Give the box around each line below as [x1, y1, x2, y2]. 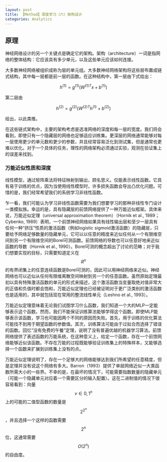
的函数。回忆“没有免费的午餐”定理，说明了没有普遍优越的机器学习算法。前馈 [5, 327, 162, 334]
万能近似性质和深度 [5, 165, 51, 172]
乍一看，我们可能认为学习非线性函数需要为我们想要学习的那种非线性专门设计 [5, 200, 162, 206]
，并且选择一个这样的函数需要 [5, 417, 66, 423]
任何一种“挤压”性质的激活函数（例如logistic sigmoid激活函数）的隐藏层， [5, 225, 155, 231]
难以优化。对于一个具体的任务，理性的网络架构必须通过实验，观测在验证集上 [5, 145, 162, 151]
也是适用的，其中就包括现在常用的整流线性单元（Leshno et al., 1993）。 [5, 292, 151, 298]
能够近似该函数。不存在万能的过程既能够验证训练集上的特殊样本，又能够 [9, 340, 158, 346]
